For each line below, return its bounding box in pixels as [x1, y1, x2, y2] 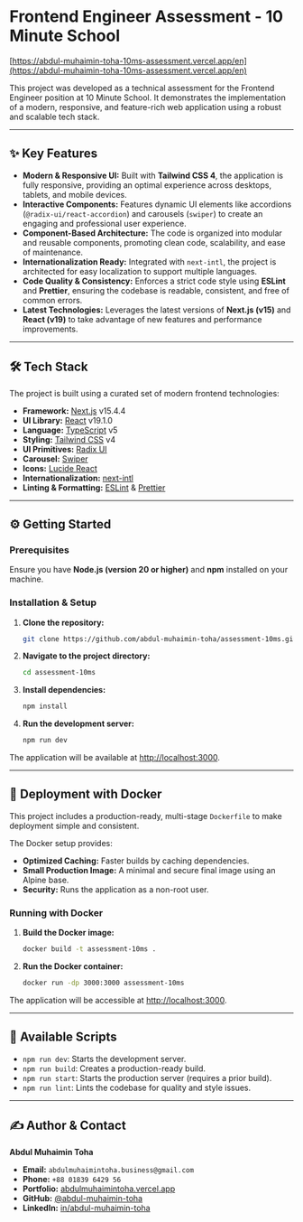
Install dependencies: [22, 685, 106, 695]
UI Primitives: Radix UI [22, 443, 107, 454]
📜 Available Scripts [9, 1030, 117, 1045]
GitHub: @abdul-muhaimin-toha [22, 1192, 142, 1203]
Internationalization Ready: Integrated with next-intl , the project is [22, 256, 277, 267]
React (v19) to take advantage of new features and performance [22, 313, 262, 324]
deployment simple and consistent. [9, 820, 140, 831]
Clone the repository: [22, 617, 105, 628]
